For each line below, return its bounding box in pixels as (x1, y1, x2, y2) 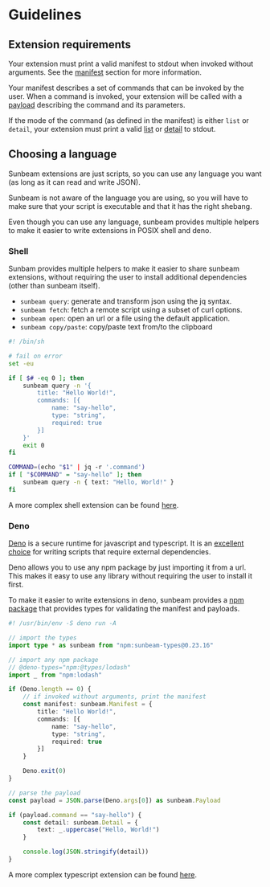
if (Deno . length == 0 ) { (8, 685, 92, 693)
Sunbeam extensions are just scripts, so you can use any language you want (8, 169, 262, 178)
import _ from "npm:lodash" (8, 671, 103, 679)
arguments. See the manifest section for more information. (8, 67, 202, 77)
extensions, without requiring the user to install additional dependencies (8, 272, 247, 282)
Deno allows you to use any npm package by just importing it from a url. (8, 562, 247, 572)
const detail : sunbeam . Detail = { (22, 818, 138, 827)
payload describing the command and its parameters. (8, 100, 186, 109)
